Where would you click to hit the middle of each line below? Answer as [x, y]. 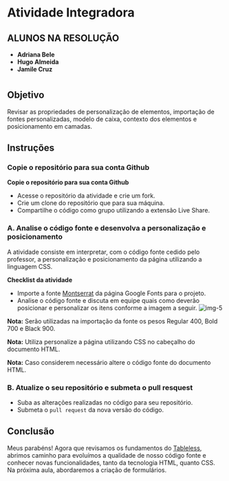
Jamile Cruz [35, 69]
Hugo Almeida [38, 62]
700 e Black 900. [31, 328]
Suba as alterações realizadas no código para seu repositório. [105, 402]
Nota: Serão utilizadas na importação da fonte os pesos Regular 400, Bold [112, 321]
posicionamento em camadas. [50, 126]
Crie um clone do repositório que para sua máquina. [91, 203]
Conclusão [31, 431]
